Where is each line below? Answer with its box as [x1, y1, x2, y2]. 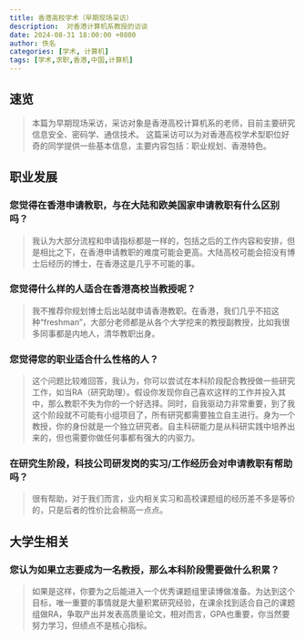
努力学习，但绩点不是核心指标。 [31, 620, 152, 631]
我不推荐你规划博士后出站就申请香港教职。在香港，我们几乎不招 [31, 305, 271, 316]
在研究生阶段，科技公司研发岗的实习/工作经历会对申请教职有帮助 [9, 457, 293, 470]
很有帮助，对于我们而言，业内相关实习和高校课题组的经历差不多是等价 [31, 493, 296, 504]
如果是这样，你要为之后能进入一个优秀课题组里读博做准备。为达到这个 [31, 586, 296, 597]
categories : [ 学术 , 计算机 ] [9, 47, 109, 56]
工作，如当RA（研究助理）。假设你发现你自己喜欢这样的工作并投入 [31, 387, 279, 398]
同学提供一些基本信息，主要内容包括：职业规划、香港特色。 [47, 140, 271, 151]
